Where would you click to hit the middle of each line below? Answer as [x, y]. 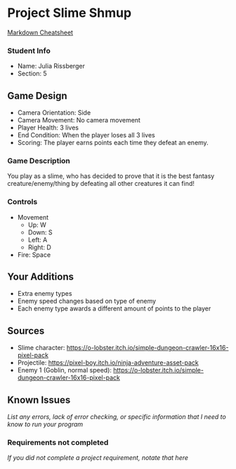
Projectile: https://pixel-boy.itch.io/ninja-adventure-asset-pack [108, 363]
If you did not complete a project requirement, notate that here [98, 458]
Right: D [39, 247]
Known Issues [39, 400]
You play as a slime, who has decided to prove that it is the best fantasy [111, 176]
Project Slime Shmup [70, 13]
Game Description [39, 161]
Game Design [38, 95]
